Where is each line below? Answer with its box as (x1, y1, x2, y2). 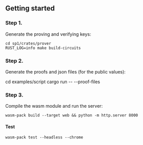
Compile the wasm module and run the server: (5, 103, 103, 109)
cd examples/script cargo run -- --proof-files (5, 79, 101, 85)
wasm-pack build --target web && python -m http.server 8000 (5, 113, 138, 118)
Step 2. (5, 57, 24, 64)
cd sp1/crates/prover (5, 41, 52, 46)
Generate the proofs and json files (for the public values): (5, 68, 126, 75)
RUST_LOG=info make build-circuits (5, 45, 81, 51)
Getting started (5, 4, 55, 13)
